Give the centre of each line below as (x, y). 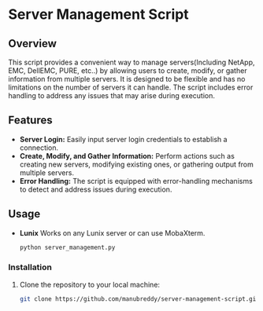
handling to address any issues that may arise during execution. (111, 95)
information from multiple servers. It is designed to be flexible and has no (127, 79)
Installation (30, 267)
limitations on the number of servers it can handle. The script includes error (131, 87)
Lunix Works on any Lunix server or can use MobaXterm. (112, 232)
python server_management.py (67, 247)
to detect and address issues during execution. (96, 189)
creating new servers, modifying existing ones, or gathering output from (137, 164)
